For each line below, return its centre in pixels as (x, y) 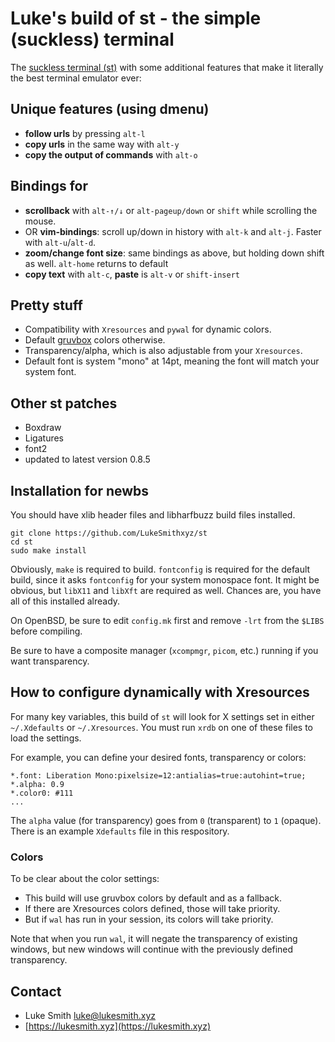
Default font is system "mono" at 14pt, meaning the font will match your (172, 361)
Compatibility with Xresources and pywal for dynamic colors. (148, 329)
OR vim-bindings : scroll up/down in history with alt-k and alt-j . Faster (173, 231)
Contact (36, 991)
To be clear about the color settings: (85, 879)
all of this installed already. (65, 601)
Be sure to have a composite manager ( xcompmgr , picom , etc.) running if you (164, 650)
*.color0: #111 (42, 793)
